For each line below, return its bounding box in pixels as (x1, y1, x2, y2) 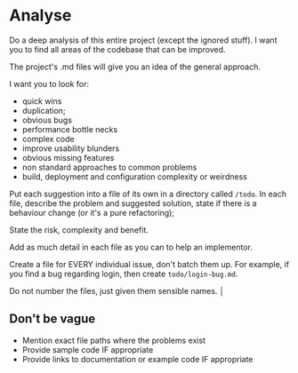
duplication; (21, 105, 66, 115)
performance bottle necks (21, 123, 118, 134)
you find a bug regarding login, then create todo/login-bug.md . (9, 268, 238, 279)
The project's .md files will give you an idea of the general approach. (9, 61, 261, 72)
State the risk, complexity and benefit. (9, 224, 149, 235)
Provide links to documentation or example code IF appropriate (21, 353, 254, 364)
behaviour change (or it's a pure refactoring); (9, 207, 175, 218)
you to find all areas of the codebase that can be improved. (9, 44, 226, 54)
